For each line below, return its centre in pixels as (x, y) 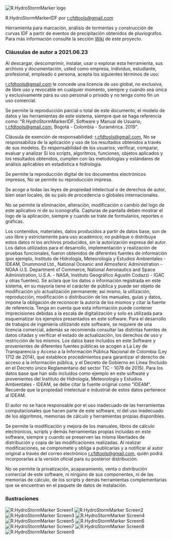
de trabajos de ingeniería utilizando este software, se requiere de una (79, 325)
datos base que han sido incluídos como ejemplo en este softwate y (77, 373)
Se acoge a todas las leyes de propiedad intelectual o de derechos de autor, (85, 190)
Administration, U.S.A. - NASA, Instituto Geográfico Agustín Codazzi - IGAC (85, 275)
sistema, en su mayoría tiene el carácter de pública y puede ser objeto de (83, 286)
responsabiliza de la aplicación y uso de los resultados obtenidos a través (83, 142)
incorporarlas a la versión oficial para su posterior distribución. (72, 459)
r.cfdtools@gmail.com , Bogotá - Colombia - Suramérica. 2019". (72, 127)
